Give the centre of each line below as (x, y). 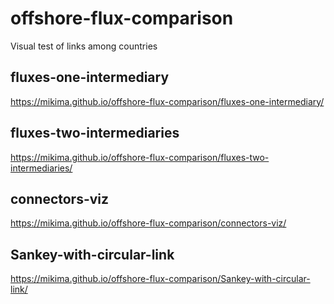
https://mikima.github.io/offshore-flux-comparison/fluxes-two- (140, 157)
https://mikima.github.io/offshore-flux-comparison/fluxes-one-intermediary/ (167, 101)
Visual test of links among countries (84, 46)
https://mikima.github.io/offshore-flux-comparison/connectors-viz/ (148, 223)
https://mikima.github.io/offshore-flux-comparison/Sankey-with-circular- (160, 279)
